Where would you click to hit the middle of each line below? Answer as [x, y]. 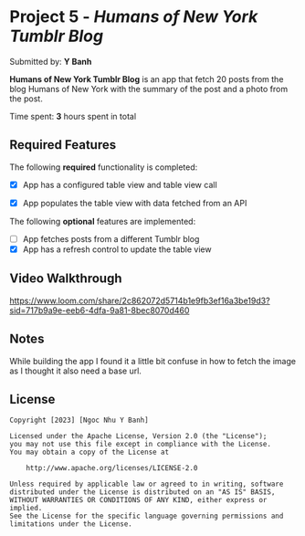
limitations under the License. [71, 524]
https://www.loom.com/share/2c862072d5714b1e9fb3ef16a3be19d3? [140, 300]
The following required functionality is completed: [104, 167]
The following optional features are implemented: [103, 221]
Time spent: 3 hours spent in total [73, 116]
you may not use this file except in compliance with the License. [141, 445]
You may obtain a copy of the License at [89, 452]
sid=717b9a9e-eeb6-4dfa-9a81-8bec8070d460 [100, 310]
